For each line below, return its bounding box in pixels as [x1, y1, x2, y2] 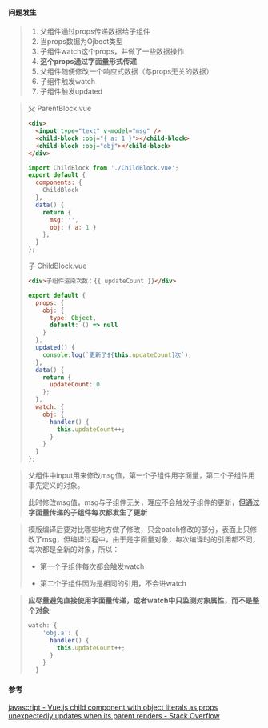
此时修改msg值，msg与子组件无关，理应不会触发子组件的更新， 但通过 [27, 498, 260, 507]
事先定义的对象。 [27, 481, 85, 490]
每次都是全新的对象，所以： [27, 545, 120, 554]
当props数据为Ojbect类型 [39, 37, 123, 46]
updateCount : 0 [49, 381, 101, 389]
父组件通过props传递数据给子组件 [39, 26, 150, 36]
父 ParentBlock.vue [27, 104, 92, 114]
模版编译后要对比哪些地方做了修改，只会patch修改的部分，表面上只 [27, 525, 250, 534]
